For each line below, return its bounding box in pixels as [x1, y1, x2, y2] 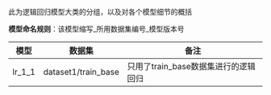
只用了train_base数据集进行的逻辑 [127, 61, 256, 72]
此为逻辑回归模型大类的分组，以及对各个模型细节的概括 [8, 7, 192, 16]
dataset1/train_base [43, 67, 119, 77]
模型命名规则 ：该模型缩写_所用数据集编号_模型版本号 [8, 24, 185, 34]
